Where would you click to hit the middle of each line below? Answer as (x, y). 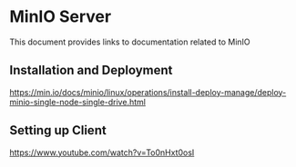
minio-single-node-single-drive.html (77, 102)
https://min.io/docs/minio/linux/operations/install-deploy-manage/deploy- (148, 92)
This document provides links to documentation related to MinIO (130, 42)
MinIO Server (61, 17)
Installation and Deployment (91, 70)
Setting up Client (58, 130)
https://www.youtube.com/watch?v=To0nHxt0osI (102, 152)
